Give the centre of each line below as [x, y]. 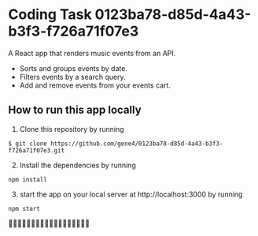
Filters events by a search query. [72, 77]
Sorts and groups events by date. [74, 68]
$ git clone [28, 144]
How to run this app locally [75, 110]
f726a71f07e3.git [37, 150]
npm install [28, 179]
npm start [24, 208]
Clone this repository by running [72, 129]
